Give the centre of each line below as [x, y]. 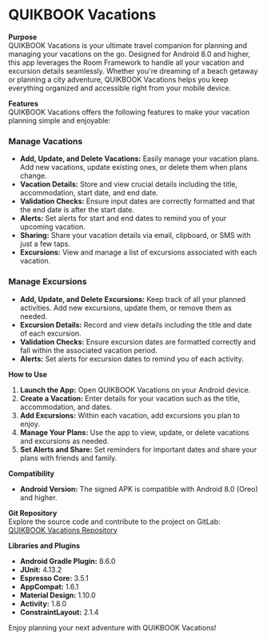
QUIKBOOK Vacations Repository [63, 529]
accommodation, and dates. [66, 407]
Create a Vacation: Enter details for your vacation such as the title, [130, 398]
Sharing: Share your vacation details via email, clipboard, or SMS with [135, 235]
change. [33, 176]
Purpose [23, 37]
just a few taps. [45, 244]
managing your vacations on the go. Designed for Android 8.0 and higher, [129, 54]
